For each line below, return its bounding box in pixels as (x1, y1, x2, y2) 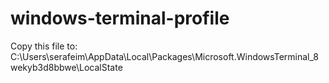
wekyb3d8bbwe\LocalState (10, 61, 123, 73)
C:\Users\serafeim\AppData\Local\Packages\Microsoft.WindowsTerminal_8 (10, 50, 319, 62)
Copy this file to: (10, 40, 78, 52)
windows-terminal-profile (10, 7, 230, 30)
